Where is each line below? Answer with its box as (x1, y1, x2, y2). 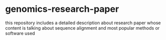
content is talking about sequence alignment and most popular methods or (5, 25, 160, 31)
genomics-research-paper (5, 3, 119, 15)
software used (5, 30, 35, 36)
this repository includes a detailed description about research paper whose (5, 20, 161, 26)
